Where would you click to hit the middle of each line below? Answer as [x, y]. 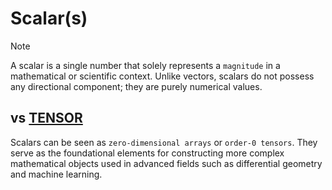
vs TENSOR [46, 118]
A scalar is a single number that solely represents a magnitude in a [145, 65]
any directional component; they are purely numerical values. [136, 86]
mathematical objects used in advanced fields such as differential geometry [166, 163]
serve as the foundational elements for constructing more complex [147, 153]
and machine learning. [56, 174]
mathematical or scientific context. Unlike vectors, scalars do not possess [162, 76]
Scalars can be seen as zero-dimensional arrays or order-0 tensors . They [164, 142]
